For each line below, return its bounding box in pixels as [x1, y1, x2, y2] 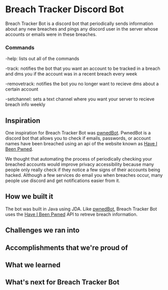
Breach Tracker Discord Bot [5, 4, 124, 15]
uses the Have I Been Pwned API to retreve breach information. [5, 211, 138, 217]
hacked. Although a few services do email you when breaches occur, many [5, 172, 163, 178]
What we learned [5, 261, 61, 270]
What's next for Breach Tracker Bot [5, 278, 120, 286]
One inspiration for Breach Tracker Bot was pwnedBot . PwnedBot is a [5, 130, 151, 136]
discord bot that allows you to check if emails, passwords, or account [5, 135, 151, 141]
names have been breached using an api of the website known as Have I [5, 141, 158, 147]
